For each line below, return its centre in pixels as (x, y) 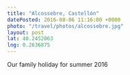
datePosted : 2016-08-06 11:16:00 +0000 (64, 20)
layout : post (26, 32)
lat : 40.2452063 (30, 39)
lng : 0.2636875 (29, 45)
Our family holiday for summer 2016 (57, 64)
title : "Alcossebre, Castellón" (53, 13)
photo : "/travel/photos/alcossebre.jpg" (66, 26)
